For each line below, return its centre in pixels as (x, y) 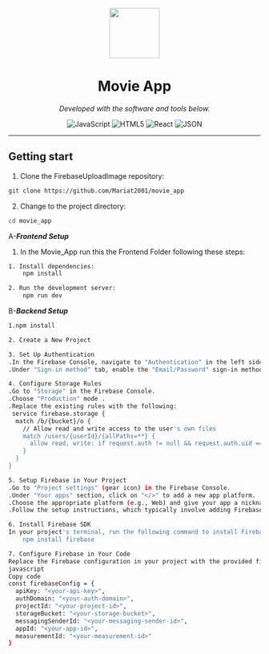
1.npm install (32, 325)
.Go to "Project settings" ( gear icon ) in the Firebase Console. (119, 488)
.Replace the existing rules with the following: (93, 406)
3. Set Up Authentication (51, 354)
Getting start (41, 157)
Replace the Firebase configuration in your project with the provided (130, 561)
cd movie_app (30, 220)
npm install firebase (58, 539)
